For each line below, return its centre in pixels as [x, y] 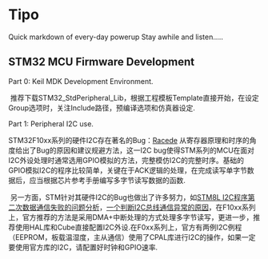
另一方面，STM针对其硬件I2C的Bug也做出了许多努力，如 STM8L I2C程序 [129, 197]
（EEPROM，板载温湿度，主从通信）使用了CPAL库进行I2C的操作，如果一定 [132, 237]
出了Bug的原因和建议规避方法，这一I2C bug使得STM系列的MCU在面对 [138, 150]
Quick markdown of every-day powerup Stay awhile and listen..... [116, 37]
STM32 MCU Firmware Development [102, 62]
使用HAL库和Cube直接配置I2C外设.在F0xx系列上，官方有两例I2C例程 [128, 227]
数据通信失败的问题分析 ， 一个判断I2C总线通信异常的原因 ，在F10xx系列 [139, 207]
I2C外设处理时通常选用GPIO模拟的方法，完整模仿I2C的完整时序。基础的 [126, 160]
